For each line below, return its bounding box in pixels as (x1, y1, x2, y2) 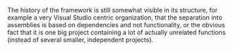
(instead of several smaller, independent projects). (7, 36, 154, 44)
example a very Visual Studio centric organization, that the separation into (7, 13, 222, 22)
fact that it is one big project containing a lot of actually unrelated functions (7, 28, 226, 36)
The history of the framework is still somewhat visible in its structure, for (7, 6, 217, 14)
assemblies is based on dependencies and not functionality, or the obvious (7, 21, 225, 29)
